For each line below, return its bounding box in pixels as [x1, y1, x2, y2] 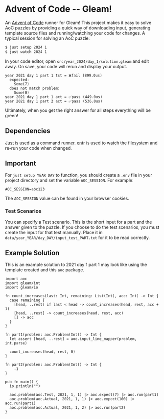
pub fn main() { [5, 379, 38, 385]
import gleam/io [5, 285, 38, 290]
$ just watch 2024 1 [5, 49, 47, 54]
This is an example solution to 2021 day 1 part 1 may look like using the [5, 262, 147, 268]
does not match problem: [9, 86, 60, 91]
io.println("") [9, 384, 41, 389]
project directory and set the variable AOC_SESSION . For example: [5, 178, 134, 183]
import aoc [5, 276, 27, 282]
